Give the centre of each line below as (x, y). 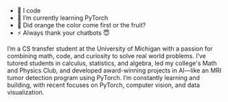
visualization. (26, 92)
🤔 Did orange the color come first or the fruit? (81, 25)
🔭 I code (29, 11)
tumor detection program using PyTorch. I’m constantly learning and (104, 78)
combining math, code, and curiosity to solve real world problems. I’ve (107, 56)
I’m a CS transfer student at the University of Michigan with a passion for (110, 49)
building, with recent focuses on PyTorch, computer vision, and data (104, 85)
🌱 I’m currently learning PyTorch (62, 18)
